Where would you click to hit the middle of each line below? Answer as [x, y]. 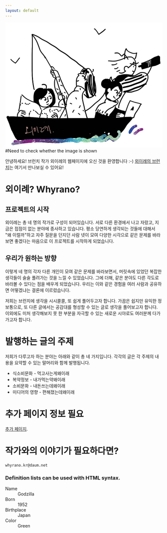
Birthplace [16, 510]
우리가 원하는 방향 [31, 258]
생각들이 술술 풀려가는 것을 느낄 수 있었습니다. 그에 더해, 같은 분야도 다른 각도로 [82, 277]
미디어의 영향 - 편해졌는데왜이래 [43, 392]
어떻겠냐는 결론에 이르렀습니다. [40, 290]
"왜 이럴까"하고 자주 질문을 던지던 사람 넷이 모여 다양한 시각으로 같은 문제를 [78, 235]
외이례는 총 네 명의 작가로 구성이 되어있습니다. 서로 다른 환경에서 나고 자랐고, [80, 222]
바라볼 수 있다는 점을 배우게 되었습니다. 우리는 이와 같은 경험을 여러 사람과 [77, 284]
